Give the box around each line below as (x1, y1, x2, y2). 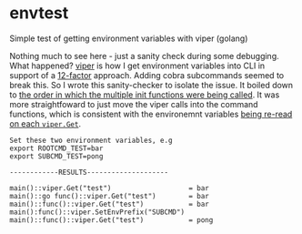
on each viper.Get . (9, 117, 82, 129)
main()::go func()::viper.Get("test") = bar (9, 191, 209, 200)
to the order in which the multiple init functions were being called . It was (9, 89, 280, 100)
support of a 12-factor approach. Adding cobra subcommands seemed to (9, 69, 285, 80)
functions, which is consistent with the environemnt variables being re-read (9, 108, 293, 119)
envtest (9, 3, 69, 24)
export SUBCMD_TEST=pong (9, 151, 104, 161)
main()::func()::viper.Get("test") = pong (9, 215, 214, 225)
